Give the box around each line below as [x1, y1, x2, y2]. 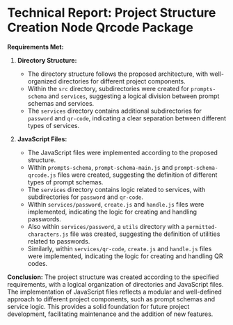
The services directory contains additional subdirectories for [27, 106, 202, 115]
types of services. [27, 121, 80, 129]
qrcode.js [27, 172, 57, 179]
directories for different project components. [58, 77, 186, 85]
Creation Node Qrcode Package [7, 19, 193, 35]
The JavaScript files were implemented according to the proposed [27, 148, 218, 157]
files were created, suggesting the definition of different [57, 171, 218, 179]
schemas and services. [27, 99, 95, 107]
